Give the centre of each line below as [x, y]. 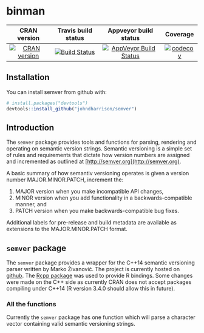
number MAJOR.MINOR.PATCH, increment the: [65, 180]
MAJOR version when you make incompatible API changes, [89, 192]
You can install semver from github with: [57, 92]
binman [26, 11]
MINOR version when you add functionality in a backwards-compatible [104, 198]
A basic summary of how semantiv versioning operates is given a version [98, 173]
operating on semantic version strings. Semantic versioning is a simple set [99, 149]
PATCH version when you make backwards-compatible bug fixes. [97, 211]
